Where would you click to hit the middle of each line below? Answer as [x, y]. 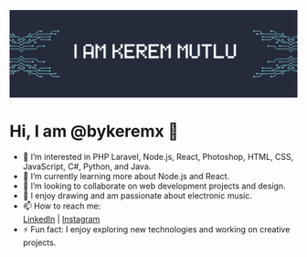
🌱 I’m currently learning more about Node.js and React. [126, 176]
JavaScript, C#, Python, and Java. [87, 166]
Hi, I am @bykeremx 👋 [94, 131]
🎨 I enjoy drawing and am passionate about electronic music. [138, 196]
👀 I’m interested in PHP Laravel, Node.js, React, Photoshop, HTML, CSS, [158, 157]
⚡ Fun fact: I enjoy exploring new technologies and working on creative [156, 229]
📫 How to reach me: [62, 206]
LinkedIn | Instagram [61, 219]
